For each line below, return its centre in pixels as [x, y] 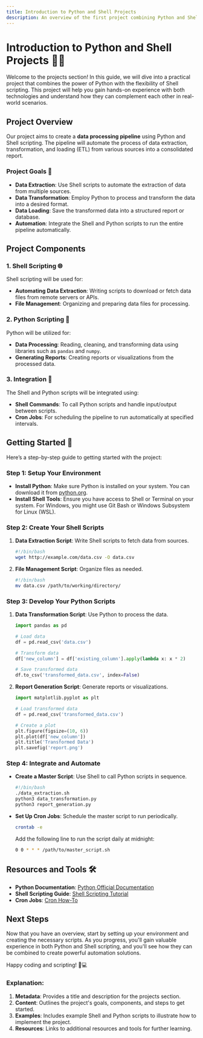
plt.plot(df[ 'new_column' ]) [50, 736]
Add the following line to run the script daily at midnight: [85, 839]
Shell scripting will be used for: [45, 279]
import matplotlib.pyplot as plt [57, 698]
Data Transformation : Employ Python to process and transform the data [105, 197]
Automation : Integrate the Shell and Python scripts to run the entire [99, 223]
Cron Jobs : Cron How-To [47, 900]
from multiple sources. [43, 191]
